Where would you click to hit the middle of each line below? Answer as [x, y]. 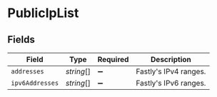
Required [113, 60]
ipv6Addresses [35, 83]
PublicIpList [43, 13]
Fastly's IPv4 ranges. [171, 71]
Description [171, 60]
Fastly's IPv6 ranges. [171, 83]
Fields [21, 40]
